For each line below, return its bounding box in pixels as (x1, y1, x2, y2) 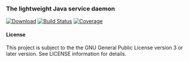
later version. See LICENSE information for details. (6, 50, 127, 57)
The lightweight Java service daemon (6, 5, 116, 13)
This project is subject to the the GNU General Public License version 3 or (6, 44, 184, 51)
